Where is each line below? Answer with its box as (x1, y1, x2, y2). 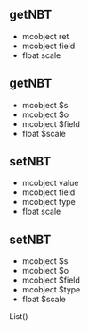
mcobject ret (21, 30, 69, 41)
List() (9, 311, 28, 322)
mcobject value (21, 178, 79, 189)
